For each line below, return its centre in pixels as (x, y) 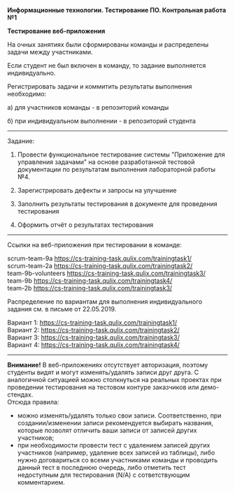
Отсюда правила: (33, 402)
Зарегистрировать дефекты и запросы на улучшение (97, 190)
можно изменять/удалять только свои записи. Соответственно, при (119, 415)
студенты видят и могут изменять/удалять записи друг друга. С (103, 372)
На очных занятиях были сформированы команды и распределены (108, 44)
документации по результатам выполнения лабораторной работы (116, 169)
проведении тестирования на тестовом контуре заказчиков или (103, 387)
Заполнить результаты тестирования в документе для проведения (117, 204)
